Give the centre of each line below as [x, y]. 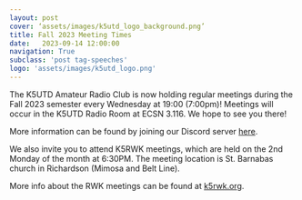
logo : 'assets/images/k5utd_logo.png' [83, 69]
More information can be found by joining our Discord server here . [134, 131]
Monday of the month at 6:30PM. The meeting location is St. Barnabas [141, 158]
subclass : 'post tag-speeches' [69, 60]
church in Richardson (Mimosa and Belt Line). [95, 168]
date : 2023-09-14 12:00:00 [65, 43]
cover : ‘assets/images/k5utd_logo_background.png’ [107, 26]
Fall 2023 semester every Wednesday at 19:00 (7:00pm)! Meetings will [142, 104]
